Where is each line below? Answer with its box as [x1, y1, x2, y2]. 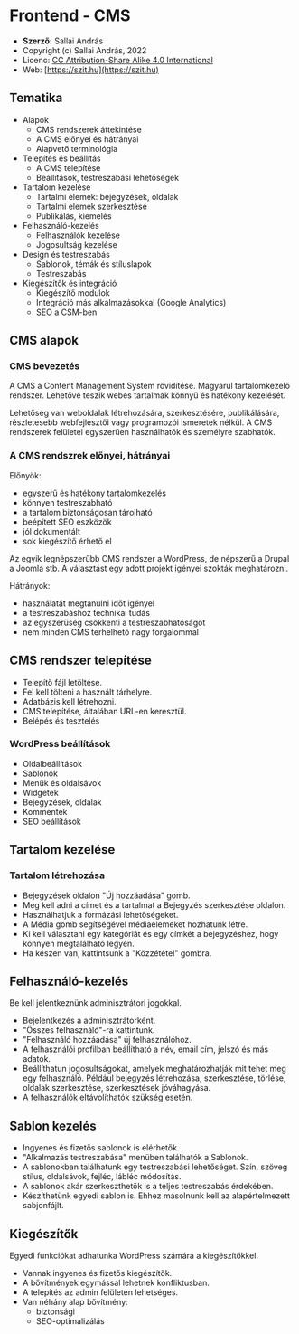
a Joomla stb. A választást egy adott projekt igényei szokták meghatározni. [9, 563, 289, 573]
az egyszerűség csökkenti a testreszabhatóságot [22, 617, 206, 628]
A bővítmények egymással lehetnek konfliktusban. [22, 1277, 210, 1288]
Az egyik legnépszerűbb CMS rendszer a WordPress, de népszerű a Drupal [9, 553, 290, 563]
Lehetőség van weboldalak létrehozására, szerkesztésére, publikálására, [9, 408, 280, 419]
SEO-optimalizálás [35, 1315, 106, 1326]
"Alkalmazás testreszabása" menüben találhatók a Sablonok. [22, 1152, 248, 1163]
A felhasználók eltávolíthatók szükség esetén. [22, 1092, 193, 1103]
